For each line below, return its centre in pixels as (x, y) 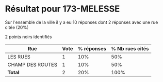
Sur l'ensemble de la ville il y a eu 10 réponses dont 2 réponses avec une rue (81, 22)
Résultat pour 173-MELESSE (63, 9)
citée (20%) (17, 27)
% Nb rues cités (130, 48)
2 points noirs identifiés (29, 37)
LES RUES (19, 56)
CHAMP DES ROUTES (32, 65)
